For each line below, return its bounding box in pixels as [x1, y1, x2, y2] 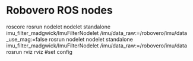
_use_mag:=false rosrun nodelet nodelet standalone [6, 36, 134, 43]
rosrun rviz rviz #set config [6, 48, 73, 55]
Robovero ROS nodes [6, 4, 113, 17]
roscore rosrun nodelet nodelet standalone [6, 23, 111, 30]
